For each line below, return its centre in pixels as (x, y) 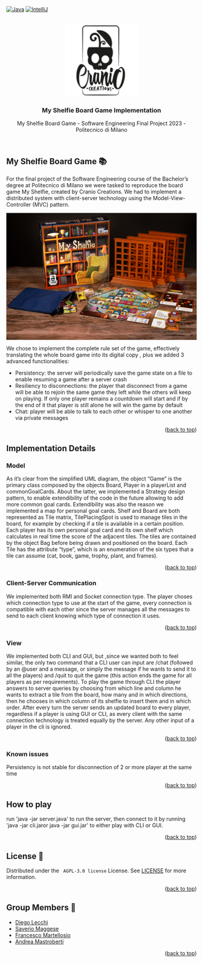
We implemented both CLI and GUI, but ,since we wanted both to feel (92, 656)
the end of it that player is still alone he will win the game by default (99, 405)
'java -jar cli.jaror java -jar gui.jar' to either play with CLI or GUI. (85, 825)
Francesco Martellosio (43, 935)
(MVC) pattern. (51, 205)
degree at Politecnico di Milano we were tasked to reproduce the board (95, 185)
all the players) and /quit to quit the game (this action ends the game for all (99, 675)
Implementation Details (51, 449)
